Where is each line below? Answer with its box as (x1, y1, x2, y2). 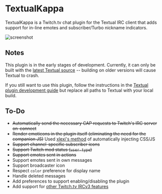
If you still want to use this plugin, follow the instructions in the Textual (5, 82, 149, 88)
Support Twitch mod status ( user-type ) (12, 146, 93, 152)
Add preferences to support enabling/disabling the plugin (12, 178, 130, 184)
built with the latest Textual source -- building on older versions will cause (5, 67, 156, 73)
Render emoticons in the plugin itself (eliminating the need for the (12, 130, 146, 136)
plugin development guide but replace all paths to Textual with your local (5, 87, 154, 93)
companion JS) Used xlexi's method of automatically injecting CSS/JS (12, 136, 155, 142)
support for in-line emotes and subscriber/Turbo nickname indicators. (5, 24, 148, 30)
